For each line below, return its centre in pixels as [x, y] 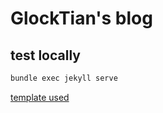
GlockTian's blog [81, 18]
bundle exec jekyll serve [64, 78]
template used [40, 97]
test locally [45, 55]
